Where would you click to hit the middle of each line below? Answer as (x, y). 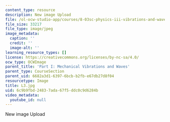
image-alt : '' (25, 48)
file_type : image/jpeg (29, 29)
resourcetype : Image (27, 81)
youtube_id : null (28, 100)
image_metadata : (22, 34)
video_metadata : (22, 95)
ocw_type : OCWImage (26, 62)
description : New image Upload (38, 15)
